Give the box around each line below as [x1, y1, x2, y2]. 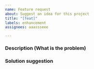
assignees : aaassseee [5, 25, 49, 30]
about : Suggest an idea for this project [5, 11, 90, 16]
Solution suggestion [5, 57, 54, 64]
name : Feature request [5, 7, 51, 12]
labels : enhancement [5, 20, 47, 25]
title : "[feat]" [5, 16, 38, 21]
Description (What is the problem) [5, 45, 86, 52]
